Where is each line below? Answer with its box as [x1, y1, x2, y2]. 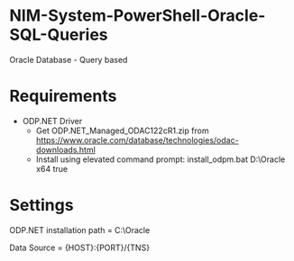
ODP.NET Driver [22, 115, 83, 126]
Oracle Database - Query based [9, 54, 128, 65]
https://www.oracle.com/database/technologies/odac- [35, 134, 239, 145]
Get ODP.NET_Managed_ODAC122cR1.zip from [35, 125, 209, 136]
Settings [9, 195, 74, 216]
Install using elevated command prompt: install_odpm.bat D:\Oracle [35, 154, 286, 165]
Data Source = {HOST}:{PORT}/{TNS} [9, 242, 151, 253]
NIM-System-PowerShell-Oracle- [9, 5, 266, 26]
